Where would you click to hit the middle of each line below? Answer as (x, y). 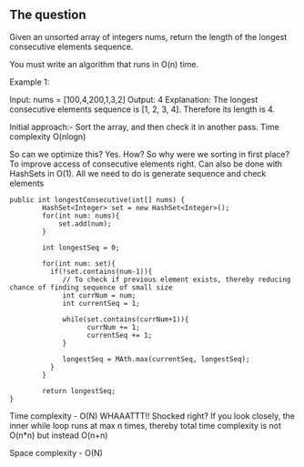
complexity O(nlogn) (48, 137)
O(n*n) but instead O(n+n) (59, 435)
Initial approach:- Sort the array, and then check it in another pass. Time (144, 127)
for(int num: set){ (79, 263)
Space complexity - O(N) (56, 452)
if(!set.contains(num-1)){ (101, 271)
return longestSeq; (79, 391)
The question (48, 15)
